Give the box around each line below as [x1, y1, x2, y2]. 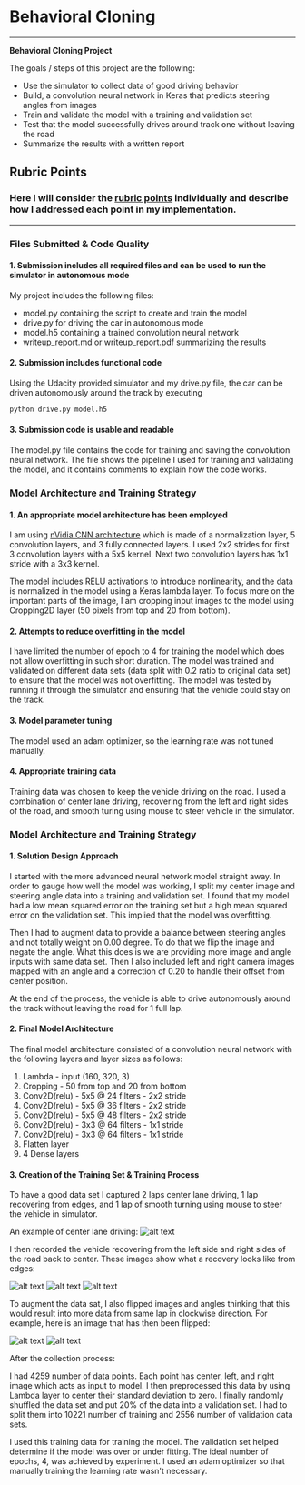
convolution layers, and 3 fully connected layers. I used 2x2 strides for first [9, 539, 290, 550]
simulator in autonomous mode [9, 270, 130, 281]
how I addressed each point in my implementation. [9, 203, 237, 216]
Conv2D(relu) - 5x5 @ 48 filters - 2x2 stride [22, 1109, 187, 1120]
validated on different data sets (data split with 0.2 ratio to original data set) [9, 666, 290, 677]
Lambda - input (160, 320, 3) [22, 1071, 130, 1082]
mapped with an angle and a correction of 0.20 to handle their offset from [9, 966, 286, 977]
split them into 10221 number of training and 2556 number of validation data [9, 1410, 293, 1420]
